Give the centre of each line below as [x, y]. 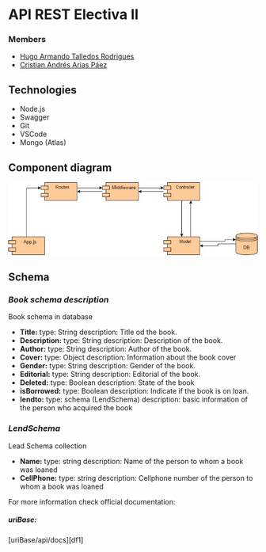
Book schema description [59, 300]
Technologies [43, 90]
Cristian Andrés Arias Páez [63, 65]
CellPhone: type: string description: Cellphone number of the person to [136, 478]
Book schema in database [51, 317]
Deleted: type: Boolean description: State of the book [107, 383]
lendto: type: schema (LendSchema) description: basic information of [133, 400]
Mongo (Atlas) [43, 143]
